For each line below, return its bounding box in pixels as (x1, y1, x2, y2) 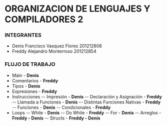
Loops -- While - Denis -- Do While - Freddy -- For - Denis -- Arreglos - (11, 109, 161, 115)
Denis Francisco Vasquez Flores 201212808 (11, 43, 102, 49)
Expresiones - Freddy (11, 88, 57, 94)
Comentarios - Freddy (11, 77, 58, 83)
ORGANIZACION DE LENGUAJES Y (4, 3, 150, 15)
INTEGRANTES (4, 32, 42, 39)
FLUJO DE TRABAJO (4, 61, 55, 68)
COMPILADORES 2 (4, 14, 83, 25)
